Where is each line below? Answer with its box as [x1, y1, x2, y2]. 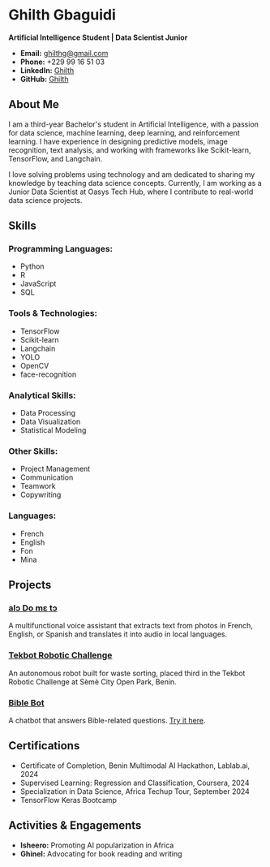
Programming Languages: [8, 244, 114, 255]
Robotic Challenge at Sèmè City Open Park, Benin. [8, 676, 177, 687]
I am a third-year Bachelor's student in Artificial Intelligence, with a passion [8, 119, 259, 129]
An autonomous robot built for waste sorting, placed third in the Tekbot [8, 668, 246, 678]
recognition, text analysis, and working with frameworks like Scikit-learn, [8, 144, 251, 155]
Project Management [19, 464, 91, 474]
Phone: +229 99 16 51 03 [19, 57, 105, 67]
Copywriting [19, 490, 62, 500]
